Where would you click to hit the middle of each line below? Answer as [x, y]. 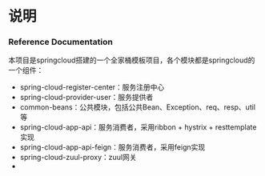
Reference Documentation [61, 42]
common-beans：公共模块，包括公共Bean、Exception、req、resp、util [138, 107]
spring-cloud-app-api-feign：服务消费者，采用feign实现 [112, 147]
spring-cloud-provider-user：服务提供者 [86, 98]
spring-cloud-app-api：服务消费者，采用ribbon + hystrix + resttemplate [138, 127]
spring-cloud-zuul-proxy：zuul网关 [78, 158]
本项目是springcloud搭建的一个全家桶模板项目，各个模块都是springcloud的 [132, 60]
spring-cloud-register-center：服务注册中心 [92, 87]
